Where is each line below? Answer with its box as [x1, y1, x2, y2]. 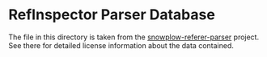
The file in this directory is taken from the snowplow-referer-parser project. [8, 32, 260, 42]
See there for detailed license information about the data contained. [8, 40, 235, 50]
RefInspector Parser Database [8, 6, 216, 24]
